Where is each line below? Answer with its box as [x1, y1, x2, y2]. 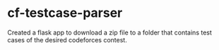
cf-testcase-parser [7, 5, 123, 21]
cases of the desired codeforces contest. [7, 35, 127, 44]
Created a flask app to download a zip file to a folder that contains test [7, 28, 212, 37]
